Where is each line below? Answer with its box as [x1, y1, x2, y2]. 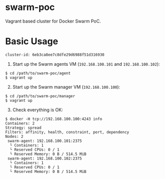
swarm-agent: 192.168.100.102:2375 [7, 156, 82, 161]
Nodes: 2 [5, 134, 24, 139]
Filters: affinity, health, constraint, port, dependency [5, 129, 129, 134]
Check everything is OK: [12, 107, 63, 113]
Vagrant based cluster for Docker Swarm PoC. [5, 18, 101, 24]
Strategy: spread [5, 125, 42, 130]
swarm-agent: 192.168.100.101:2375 [7, 138, 82, 143]
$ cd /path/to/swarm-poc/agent [5, 71, 71, 76]
